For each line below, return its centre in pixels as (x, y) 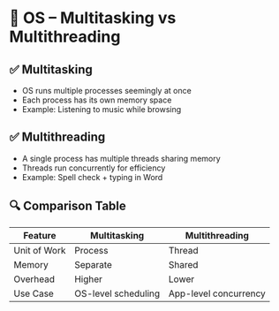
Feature (40, 235)
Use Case (34, 293)
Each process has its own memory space (97, 100)
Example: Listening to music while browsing (102, 109)
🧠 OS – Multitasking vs (93, 18)
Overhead (34, 279)
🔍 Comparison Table (68, 206)
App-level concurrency (217, 293)
